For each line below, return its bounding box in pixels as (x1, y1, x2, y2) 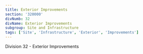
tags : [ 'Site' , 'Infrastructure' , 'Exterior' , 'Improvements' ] (5, 30, 139, 35)
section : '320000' (5, 12, 43, 17)
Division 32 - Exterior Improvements (5, 44, 79, 49)
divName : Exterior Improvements (5, 21, 72, 26)
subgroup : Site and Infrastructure (5, 26, 79, 30)
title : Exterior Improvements (5, 7, 68, 12)
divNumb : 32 (5, 16, 30, 21)
